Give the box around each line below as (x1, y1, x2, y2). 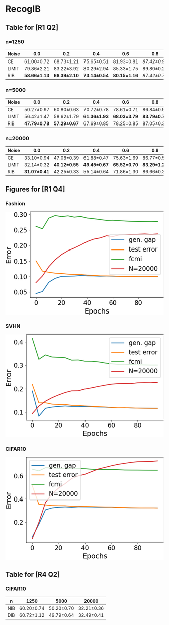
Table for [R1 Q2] (5, 23, 59, 32)
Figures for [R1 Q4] (5, 185, 65, 194)
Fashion (5, 200, 25, 207)
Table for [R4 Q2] (5, 570, 60, 579)
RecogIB (5, 3, 41, 15)
